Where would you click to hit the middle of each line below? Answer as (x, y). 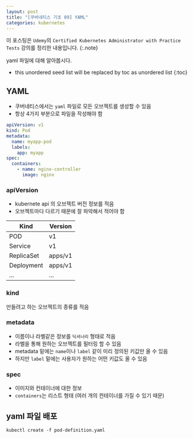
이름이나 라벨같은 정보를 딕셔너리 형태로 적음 (65, 336)
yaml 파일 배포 (32, 416)
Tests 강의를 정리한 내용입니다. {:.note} (52, 48)
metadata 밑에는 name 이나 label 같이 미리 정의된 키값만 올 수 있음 (91, 351)
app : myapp (30, 152)
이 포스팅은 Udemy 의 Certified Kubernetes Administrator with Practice (94, 41)
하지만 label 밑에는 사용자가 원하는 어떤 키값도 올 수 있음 (81, 359)
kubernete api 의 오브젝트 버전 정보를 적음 (64, 204)
